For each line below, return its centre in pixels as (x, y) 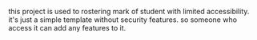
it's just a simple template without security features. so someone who (123, 20)
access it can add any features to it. (67, 28)
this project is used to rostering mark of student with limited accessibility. (129, 11)
